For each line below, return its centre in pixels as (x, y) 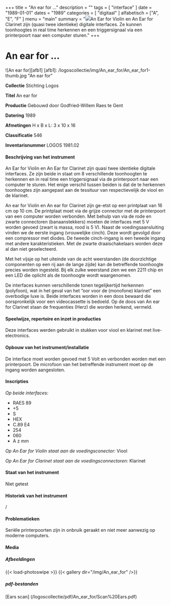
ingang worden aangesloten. (35, 370)
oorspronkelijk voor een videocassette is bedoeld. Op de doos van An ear (82, 301)
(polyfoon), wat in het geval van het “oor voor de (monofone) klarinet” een (83, 291)
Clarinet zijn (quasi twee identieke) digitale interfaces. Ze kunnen (74, 24)
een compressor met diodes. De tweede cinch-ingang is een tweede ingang (85, 238)
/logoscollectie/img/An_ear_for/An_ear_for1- (104, 70)
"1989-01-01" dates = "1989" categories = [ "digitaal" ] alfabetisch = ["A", (82, 13)
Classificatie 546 (24, 135)
